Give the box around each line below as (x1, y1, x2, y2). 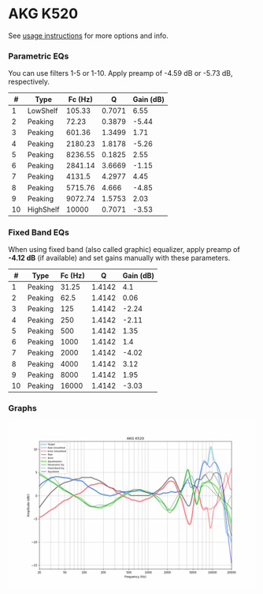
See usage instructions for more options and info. (8, 31, 169, 40)
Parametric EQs (8, 51, 69, 62)
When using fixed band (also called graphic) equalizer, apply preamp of (8, 245, 240, 254)
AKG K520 (8, 5, 79, 23)
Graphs (8, 403, 37, 414)
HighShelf (27, 205, 60, 214)
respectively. (8, 77, 50, 87)
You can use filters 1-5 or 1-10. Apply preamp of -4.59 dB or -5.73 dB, (8, 69, 234, 78)
